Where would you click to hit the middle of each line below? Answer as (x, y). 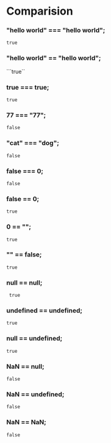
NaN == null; (25, 366)
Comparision (40, 11)
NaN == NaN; (27, 422)
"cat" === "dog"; (33, 143)
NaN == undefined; (35, 394)
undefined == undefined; (45, 311)
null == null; (24, 283)
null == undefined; (34, 338)
